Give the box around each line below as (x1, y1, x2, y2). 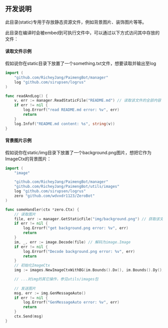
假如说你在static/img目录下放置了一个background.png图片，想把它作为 (5, 149, 151, 155)
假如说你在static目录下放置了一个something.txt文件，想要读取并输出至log (5, 61, 156, 67)
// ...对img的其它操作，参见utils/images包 (14, 277, 98, 282)
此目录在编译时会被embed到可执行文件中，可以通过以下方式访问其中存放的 (5, 30, 160, 36)
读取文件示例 (5, 48, 31, 54)
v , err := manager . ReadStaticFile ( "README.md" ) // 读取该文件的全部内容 (14, 98, 161, 103)
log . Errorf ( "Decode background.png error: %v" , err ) (23, 249, 135, 254)
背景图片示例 (5, 137, 31, 144)
